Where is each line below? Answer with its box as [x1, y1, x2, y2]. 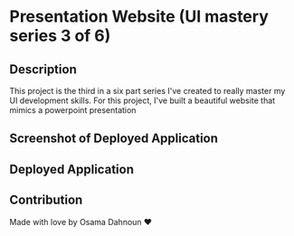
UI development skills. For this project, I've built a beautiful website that [9, 95, 276, 106]
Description [9, 61, 77, 77]
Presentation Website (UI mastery [9, 6, 269, 27]
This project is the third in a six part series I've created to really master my [9, 86, 286, 96]
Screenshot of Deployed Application [9, 131, 219, 146]
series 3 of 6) [9, 25, 111, 46]
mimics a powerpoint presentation [9, 105, 137, 115]
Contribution [9, 193, 83, 208]
